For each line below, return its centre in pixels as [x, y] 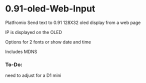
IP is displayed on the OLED [34, 32]
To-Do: [14, 64]
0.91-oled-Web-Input [50, 9]
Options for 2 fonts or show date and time [48, 42]
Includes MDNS [21, 51]
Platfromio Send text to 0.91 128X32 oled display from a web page [73, 22]
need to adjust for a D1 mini [33, 75]
